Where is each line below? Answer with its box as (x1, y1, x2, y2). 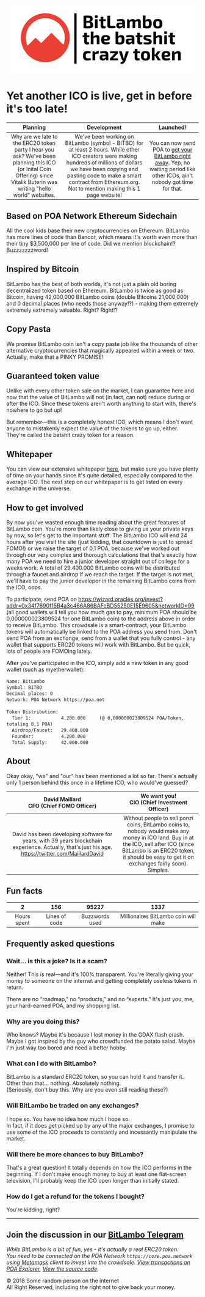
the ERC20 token (13, 139, 56, 147)
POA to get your (152, 145, 193, 153)
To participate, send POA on (6, 595, 77, 603)
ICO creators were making (71, 152, 137, 160)
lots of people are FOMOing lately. (6, 647, 93, 655)
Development (87, 124, 122, 131)
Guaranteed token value (6, 371, 99, 381)
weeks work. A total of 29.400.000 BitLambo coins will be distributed (6, 564, 180, 571)
